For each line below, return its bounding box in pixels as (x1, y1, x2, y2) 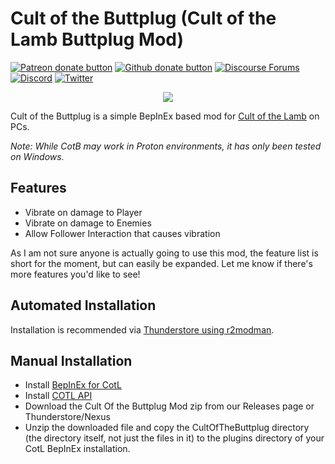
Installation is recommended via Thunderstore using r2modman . (10, 323, 275, 336)
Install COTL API (24, 390, 93, 402)
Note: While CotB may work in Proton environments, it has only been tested (10, 140, 322, 152)
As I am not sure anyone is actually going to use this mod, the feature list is (10, 247, 319, 259)
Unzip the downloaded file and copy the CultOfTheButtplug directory (24, 422, 310, 434)
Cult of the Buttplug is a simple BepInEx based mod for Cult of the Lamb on (10, 110, 320, 122)
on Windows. (10, 150, 65, 162)
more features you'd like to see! (10, 268, 141, 280)
